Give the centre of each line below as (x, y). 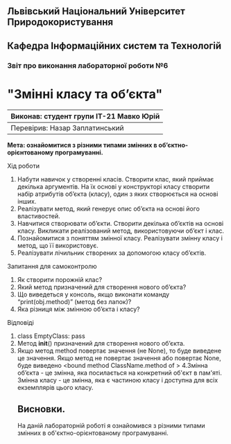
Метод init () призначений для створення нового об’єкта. (101, 343)
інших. (27, 201)
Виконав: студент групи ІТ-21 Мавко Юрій (85, 116)
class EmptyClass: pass (51, 336)
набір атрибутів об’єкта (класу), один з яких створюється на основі (118, 194)
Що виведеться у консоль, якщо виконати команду (93, 294)
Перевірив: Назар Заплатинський (67, 127)
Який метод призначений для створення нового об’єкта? (102, 287)
